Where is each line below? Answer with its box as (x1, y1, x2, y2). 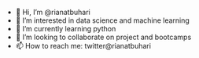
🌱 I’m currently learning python (15, 24, 116, 33)
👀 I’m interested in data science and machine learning (15, 16, 190, 25)
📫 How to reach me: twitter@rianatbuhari (15, 42, 152, 50)
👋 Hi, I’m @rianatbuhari (15, 8, 90, 16)
